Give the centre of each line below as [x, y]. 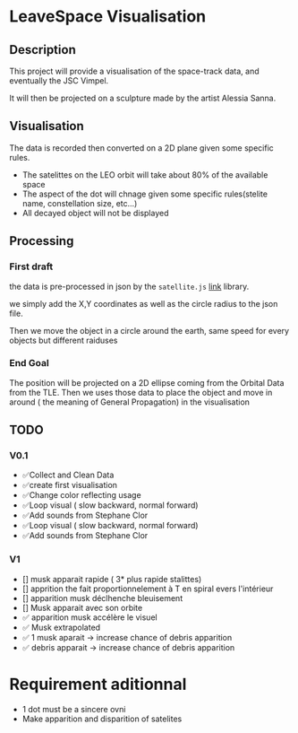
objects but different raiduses [64, 340]
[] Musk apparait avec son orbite [82, 607]
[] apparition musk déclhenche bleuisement [102, 598]
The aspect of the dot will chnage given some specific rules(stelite [145, 194]
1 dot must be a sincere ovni [74, 709]
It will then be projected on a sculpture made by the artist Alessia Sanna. [143, 98]
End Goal [29, 363]
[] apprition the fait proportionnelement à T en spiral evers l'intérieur [148, 589]
